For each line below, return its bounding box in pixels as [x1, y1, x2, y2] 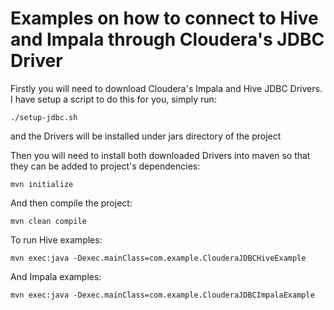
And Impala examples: [10, 270, 102, 282]
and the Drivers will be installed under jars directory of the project [10, 130, 282, 142]
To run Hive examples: [10, 233, 103, 246]
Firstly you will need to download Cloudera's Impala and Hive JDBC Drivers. [10, 82, 323, 94]
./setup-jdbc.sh [10, 112, 78, 122]
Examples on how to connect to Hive [10, 7, 319, 30]
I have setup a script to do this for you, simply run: [10, 93, 217, 105]
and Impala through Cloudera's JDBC [10, 28, 325, 51]
